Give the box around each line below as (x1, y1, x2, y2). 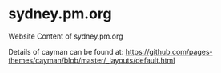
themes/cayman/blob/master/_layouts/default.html (8, 55, 175, 65)
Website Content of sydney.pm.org (8, 31, 123, 41)
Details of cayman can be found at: (8, 47, 124, 56)
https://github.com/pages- (125, 47, 213, 56)
